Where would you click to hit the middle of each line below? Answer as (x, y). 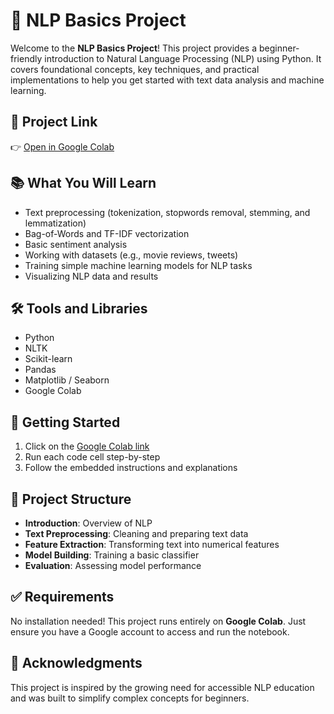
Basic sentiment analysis (76, 244)
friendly (26, 58)
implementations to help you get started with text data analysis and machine (167, 80)
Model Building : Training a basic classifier (112, 555)
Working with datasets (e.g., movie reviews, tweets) (131, 255)
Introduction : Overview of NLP (88, 523)
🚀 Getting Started (65, 422)
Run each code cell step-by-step (92, 457)
